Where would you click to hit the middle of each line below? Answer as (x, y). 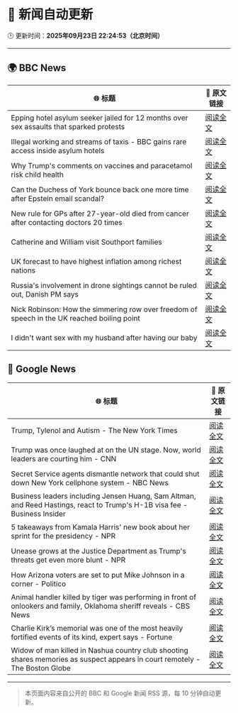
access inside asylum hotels (58, 150)
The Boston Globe (41, 668)
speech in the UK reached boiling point (75, 318)
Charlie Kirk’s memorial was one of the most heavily (97, 628)
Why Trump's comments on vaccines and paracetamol (102, 165)
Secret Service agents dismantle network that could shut (105, 474)
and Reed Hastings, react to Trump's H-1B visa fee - (99, 504)
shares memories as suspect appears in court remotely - (106, 659)
